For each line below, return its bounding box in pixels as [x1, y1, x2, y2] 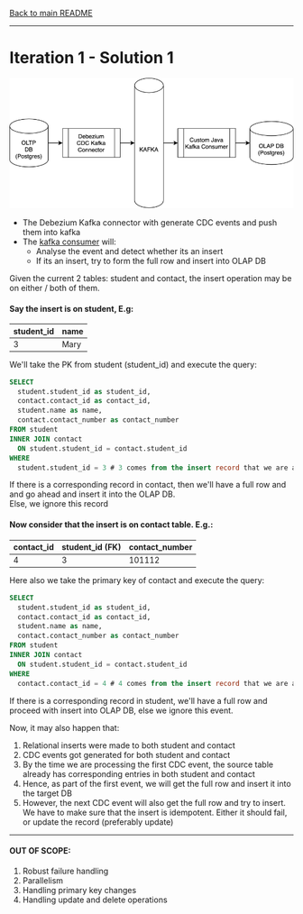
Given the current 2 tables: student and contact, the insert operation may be [9, 273, 292, 284]
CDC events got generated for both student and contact [22, 749, 231, 760]
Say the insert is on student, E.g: [9, 303, 133, 314]
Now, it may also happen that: [9, 722, 120, 733]
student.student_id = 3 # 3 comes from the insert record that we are [17, 463, 289, 472]
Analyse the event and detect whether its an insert [35, 246, 224, 257]
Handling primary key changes [22, 884, 137, 895]
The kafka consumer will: [22, 236, 117, 247]
